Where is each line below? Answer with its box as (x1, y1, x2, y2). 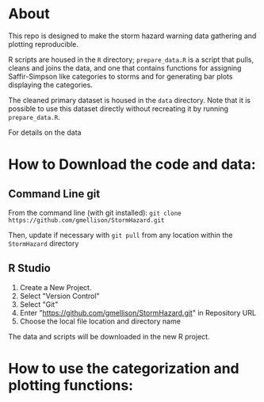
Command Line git (8, 187, 101, 201)
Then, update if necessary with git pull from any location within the (8, 230, 233, 239)
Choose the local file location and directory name (19, 316, 181, 326)
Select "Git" (19, 299, 59, 309)
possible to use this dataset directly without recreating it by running (8, 104, 228, 113)
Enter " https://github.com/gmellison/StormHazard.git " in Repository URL (19, 308, 256, 317)
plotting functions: (8, 376, 133, 394)
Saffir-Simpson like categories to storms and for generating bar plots (8, 71, 233, 81)
